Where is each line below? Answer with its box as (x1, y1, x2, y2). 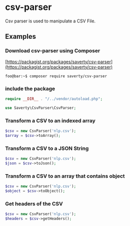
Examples (5, 32, 36, 41)
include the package (5, 85, 55, 92)
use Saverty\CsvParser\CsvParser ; (5, 105, 77, 111)
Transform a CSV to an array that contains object (5, 172, 125, 179)
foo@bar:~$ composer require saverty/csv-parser (5, 74, 107, 79)
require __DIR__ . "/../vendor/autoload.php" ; (5, 96, 103, 101)
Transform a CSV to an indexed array (5, 117, 95, 124)
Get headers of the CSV (5, 200, 63, 207)
